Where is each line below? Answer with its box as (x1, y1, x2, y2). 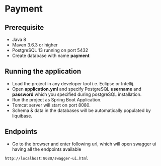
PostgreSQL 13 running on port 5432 (12, 47, 89, 53)
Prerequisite (5, 23, 44, 32)
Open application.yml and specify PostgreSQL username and (12, 86, 142, 92)
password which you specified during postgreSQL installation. (12, 91, 142, 97)
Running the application (5, 67, 82, 76)
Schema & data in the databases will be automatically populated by (12, 107, 151, 114)
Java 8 (12, 36, 26, 42)
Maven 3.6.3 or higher (12, 42, 58, 48)
